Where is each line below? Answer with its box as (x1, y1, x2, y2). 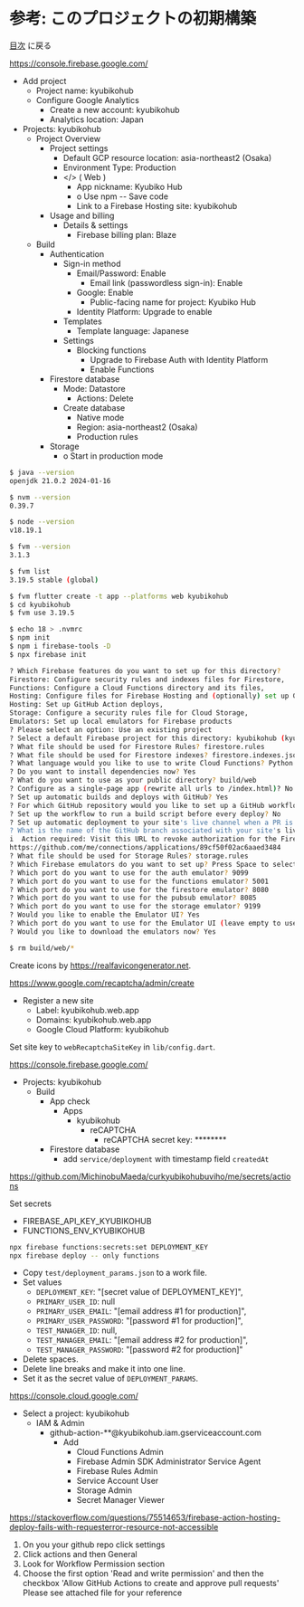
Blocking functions (76, 345, 147, 356)
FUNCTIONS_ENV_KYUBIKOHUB (22, 1225, 146, 1236)
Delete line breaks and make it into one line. (22, 1364, 185, 1374)
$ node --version (9, 518, 75, 527)
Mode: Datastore (62, 383, 126, 394)
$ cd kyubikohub (9, 600, 71, 609)
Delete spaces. (22, 1354, 79, 1365)
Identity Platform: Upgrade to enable (76, 306, 213, 317)
